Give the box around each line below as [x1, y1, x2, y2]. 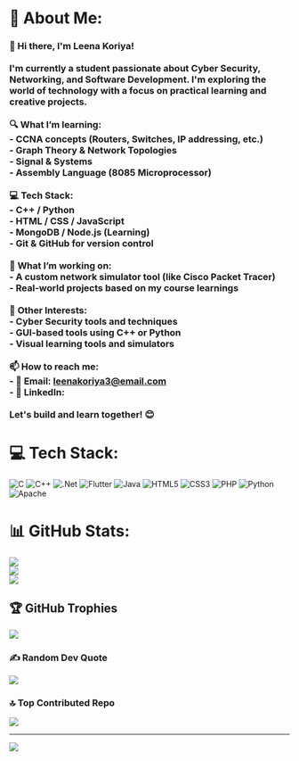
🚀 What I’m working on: [9, 260, 112, 272]
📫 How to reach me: [9, 360, 100, 373]
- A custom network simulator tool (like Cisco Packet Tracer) [9, 271, 276, 284]
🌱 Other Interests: [9, 304, 87, 317]
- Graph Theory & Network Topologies [9, 145, 178, 157]
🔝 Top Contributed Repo [9, 697, 116, 709]
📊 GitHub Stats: [9, 521, 131, 542]
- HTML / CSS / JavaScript [9, 215, 125, 227]
